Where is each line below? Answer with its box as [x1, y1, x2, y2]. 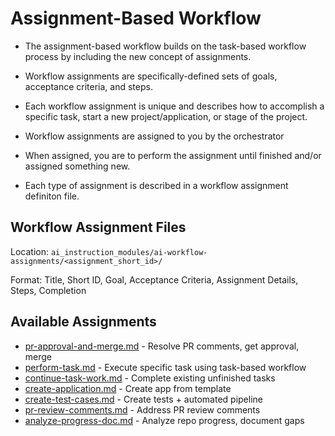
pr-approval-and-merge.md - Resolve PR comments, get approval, [24, 340, 300, 352]
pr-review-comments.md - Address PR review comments [24, 403, 261, 416]
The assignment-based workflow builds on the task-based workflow [24, 40, 307, 52]
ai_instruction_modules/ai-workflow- [50, 247, 208, 257]
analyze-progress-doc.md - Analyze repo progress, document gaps [24, 414, 305, 426]
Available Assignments [10, 313, 157, 331]
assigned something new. [24, 160, 131, 172]
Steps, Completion [10, 284, 87, 296]
